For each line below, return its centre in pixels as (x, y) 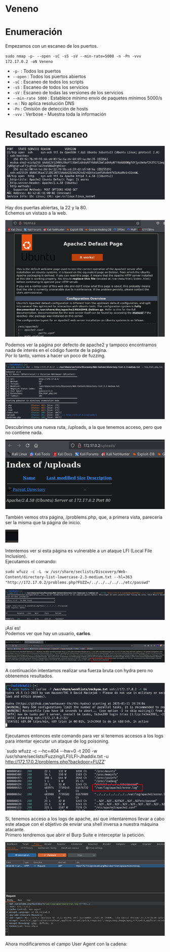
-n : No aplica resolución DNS (44, 103)
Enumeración (34, 32)
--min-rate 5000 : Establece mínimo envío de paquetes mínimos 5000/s (88, 98)
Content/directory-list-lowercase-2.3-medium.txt (59, 577)
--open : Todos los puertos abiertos (49, 77)
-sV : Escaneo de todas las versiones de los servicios (68, 93)
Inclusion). (16, 556)
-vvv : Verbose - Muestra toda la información (59, 114)
